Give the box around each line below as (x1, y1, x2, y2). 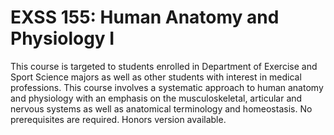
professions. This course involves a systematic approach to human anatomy (10, 81, 324, 93)
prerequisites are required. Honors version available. (10, 113, 227, 125)
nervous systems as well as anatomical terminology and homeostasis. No (10, 102, 313, 115)
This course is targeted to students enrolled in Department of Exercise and (10, 60, 318, 72)
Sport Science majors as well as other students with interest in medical (10, 71, 302, 83)
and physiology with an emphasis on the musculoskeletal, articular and (10, 92, 303, 104)
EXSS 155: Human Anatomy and (10, 6, 280, 29)
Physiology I (10, 27, 115, 50)
